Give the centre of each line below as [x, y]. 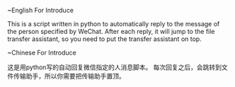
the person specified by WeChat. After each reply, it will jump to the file [111, 31]
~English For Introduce [41, 10]
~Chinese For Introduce [42, 53]
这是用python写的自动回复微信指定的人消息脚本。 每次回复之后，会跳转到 [114, 67]
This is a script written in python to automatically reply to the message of [114, 24]
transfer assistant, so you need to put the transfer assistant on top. [104, 39]
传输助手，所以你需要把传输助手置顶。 [69, 76]
